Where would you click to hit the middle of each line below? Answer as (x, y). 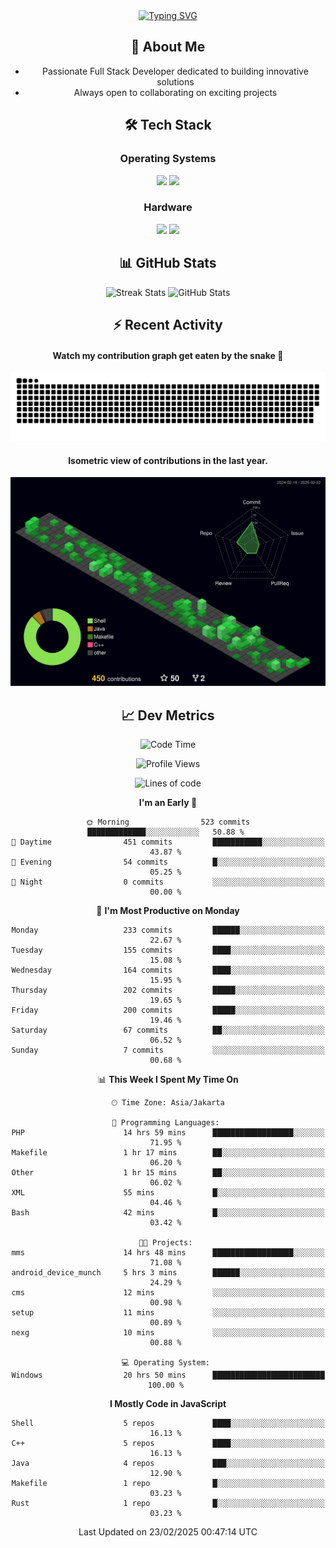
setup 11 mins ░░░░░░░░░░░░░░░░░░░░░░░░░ (168, 1313)
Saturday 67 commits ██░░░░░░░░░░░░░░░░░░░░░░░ (168, 1030)
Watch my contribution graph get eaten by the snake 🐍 (168, 355)
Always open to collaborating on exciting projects (175, 92)
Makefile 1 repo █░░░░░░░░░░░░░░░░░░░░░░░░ (168, 1484)
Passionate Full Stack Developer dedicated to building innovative (175, 71)
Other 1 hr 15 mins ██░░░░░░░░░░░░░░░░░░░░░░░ (168, 1173)
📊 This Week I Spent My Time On (168, 1080)
